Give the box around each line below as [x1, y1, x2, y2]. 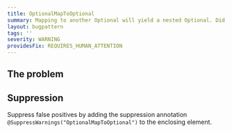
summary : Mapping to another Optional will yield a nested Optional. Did [7, 17, 226, 24]
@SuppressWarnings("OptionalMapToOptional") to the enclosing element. [7, 118, 213, 126]
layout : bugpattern [7, 23, 64, 30]
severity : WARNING [7, 36, 60, 43]
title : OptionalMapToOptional [7, 10, 95, 17]
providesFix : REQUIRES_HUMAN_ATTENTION [7, 42, 123, 49]
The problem [7, 68, 64, 80]
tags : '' [7, 29, 33, 37]
